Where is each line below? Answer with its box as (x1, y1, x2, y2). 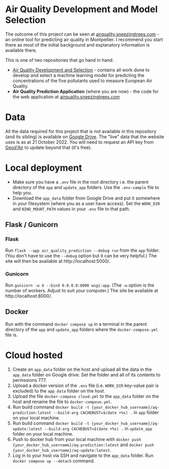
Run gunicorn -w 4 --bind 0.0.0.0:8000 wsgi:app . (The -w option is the (5, 282, 155, 288)
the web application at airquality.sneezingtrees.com (12, 94, 120, 100)
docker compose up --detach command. (12, 457, 95, 464)
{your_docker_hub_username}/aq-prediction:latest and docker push (12, 442, 154, 448)
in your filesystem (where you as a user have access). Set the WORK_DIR (12, 200, 160, 206)
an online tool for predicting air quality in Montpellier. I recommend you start (5, 36, 163, 43)
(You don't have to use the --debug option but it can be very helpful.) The (5, 252, 157, 259)
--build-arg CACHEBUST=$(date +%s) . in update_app (44, 425, 152, 432)
